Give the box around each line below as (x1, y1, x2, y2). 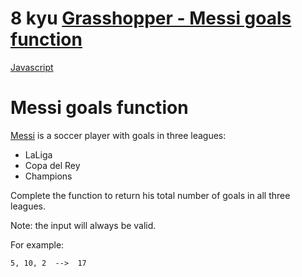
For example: (10, 238, 65, 251)
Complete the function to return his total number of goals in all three (10, 189, 291, 201)
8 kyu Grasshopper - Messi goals (10, 7, 292, 30)
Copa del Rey (24, 159, 81, 171)
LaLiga (24, 148, 53, 161)
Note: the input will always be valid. (10, 219, 157, 231)
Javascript (10, 61, 54, 73)
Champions (24, 170, 73, 182)
